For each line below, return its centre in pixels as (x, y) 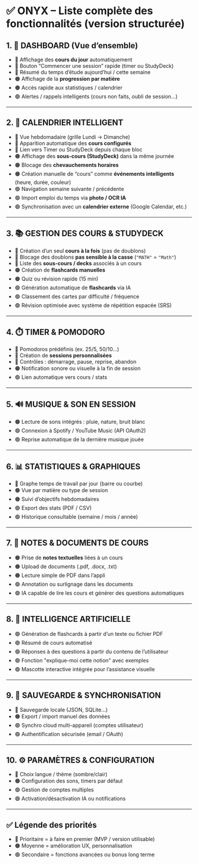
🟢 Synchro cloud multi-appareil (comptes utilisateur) (79, 725)
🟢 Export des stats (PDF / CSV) (53, 508)
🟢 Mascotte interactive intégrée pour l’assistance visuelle (85, 669)
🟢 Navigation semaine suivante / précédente (69, 189)
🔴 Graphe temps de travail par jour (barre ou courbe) (79, 484)
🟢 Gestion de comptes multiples (54, 790)
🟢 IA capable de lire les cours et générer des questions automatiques (99, 593)
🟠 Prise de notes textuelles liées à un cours (69, 558)
